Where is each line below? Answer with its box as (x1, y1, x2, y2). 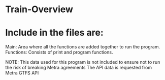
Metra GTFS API (5, 70, 39, 76)
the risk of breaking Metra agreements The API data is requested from (5, 65, 152, 71)
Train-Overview (5, 4, 74, 15)
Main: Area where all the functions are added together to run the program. (5, 44, 160, 50)
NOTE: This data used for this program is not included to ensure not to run (5, 59, 160, 65)
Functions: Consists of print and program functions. (5, 49, 113, 56)
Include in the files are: (5, 27, 104, 39)
